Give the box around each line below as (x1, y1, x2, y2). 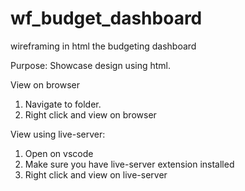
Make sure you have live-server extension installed (24, 158, 235, 170)
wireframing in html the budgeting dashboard (10, 40, 197, 52)
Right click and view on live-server (24, 168, 168, 181)
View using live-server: (10, 128, 106, 140)
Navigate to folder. (24, 98, 102, 110)
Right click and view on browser (24, 108, 157, 121)
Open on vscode (24, 147, 94, 159)
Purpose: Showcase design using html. (10, 59, 171, 71)
